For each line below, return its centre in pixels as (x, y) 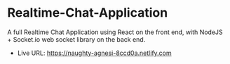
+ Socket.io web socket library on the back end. (76, 39)
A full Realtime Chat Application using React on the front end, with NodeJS (115, 32)
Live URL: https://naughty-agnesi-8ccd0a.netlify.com (94, 53)
